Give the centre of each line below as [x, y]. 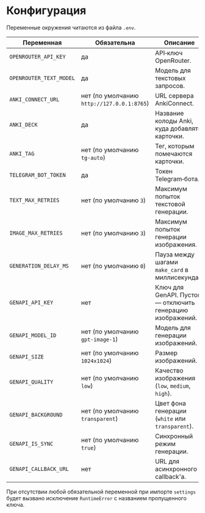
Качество [169, 370]
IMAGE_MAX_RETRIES [36, 233]
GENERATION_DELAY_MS [39, 266]
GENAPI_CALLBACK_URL [39, 469]
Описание [179, 42]
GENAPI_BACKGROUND [36, 415]
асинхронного [176, 469]
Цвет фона [171, 403]
